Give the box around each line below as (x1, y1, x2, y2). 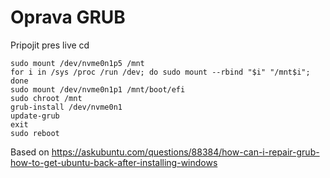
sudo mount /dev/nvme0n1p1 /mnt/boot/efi (10, 84, 186, 95)
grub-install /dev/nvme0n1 (10, 102, 123, 112)
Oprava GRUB (10, 6, 126, 29)
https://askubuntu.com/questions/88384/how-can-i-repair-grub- (51, 146, 320, 158)
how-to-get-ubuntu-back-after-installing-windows (10, 156, 218, 168)
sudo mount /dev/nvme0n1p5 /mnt (10, 58, 145, 68)
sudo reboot (10, 128, 60, 138)
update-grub (10, 111, 60, 121)
